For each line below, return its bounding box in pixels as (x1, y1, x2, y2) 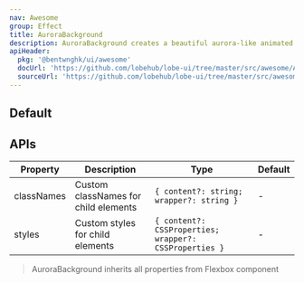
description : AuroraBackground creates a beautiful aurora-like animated (9, 38, 294, 48)
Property (20, 163, 61, 175)
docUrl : (17, 64, 47, 73)
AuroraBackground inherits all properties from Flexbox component (31, 263, 279, 274)
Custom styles (74, 216, 137, 229)
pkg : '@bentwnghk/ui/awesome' (17, 55, 131, 64)
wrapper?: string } (154, 195, 239, 205)
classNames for (74, 189, 142, 202)
